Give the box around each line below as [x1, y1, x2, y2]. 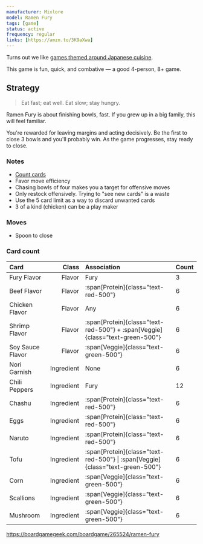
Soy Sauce [9, 343, 40, 351]
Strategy [6, 83, 40, 93]
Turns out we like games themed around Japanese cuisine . [6, 54, 153, 61]
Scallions [9, 494, 35, 502]
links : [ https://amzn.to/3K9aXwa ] [6, 37, 94, 43]
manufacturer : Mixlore [6, 8, 63, 15]
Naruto [9, 434, 29, 442]
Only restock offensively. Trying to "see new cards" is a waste [14, 190, 170, 198]
